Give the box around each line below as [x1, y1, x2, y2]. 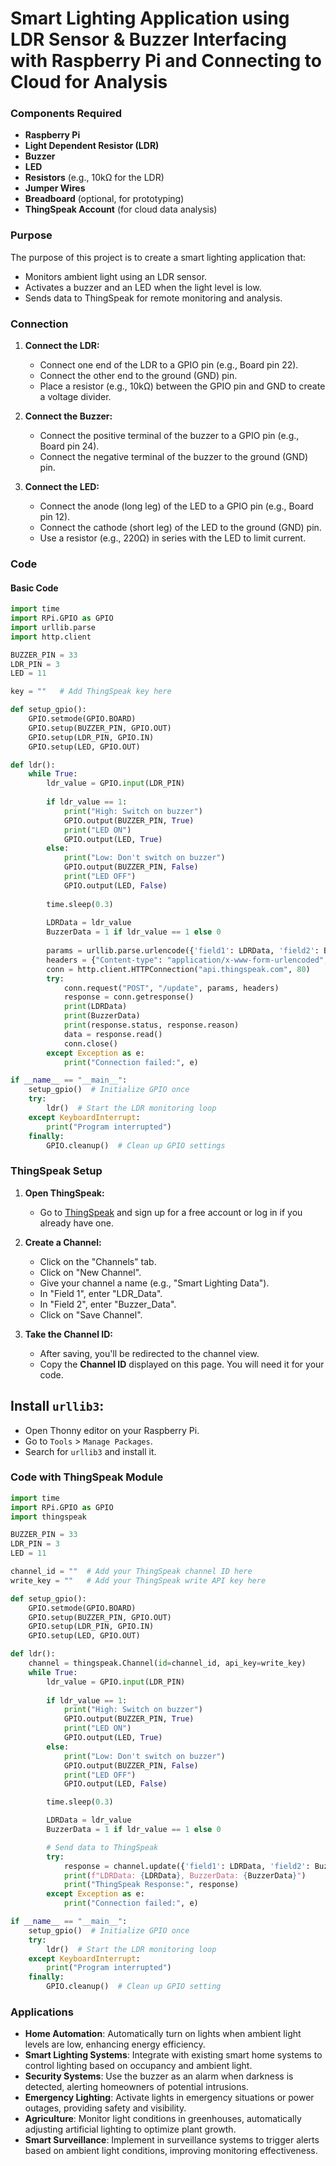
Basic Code [10, 582, 59, 594]
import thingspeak [10, 1512, 87, 1522]
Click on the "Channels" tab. [39, 1255, 157, 1267]
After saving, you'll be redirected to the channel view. [39, 1347, 260, 1359]
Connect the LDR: [24, 340, 100, 352]
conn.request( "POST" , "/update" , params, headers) [63, 983, 280, 993]
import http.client [10, 632, 92, 642]
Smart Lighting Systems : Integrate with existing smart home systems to [24, 2049, 323, 2061]
